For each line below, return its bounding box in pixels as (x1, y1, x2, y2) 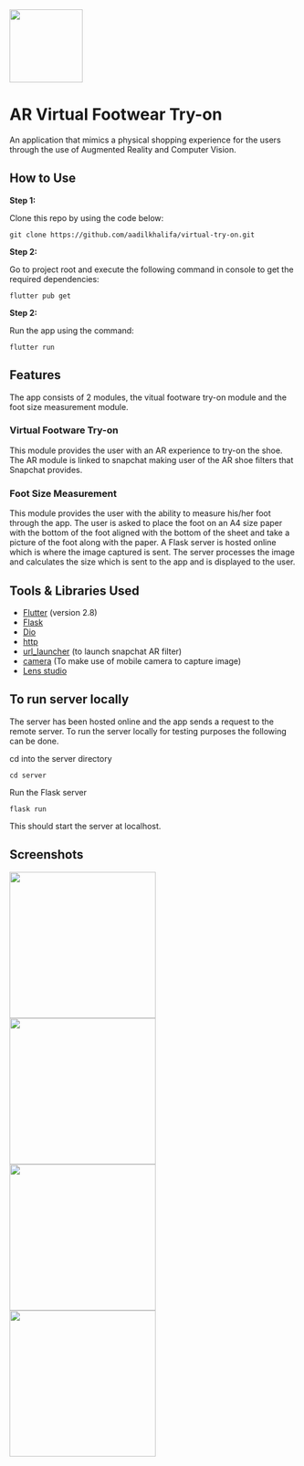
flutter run (9, 343, 55, 352)
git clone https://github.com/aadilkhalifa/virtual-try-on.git (9, 230, 256, 239)
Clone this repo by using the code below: (9, 212, 164, 223)
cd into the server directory (9, 753, 112, 764)
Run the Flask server (9, 786, 88, 797)
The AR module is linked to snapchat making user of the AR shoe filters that (9, 454, 294, 465)
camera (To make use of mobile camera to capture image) (22, 655, 242, 666)
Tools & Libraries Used (9, 583, 140, 598)
